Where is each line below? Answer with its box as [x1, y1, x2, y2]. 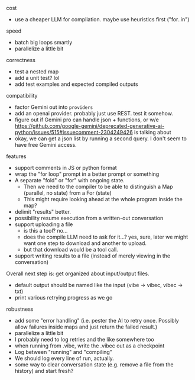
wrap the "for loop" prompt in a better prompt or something [14, 170, 160, 178]
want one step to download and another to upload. [23, 240, 147, 247]
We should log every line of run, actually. [14, 355, 114, 362]
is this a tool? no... [23, 227, 68, 234]
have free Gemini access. [14, 141, 77, 148]
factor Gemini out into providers [14, 104, 93, 111]
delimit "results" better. [14, 208, 71, 215]
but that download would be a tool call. [23, 246, 118, 253]
